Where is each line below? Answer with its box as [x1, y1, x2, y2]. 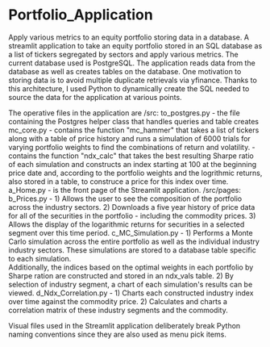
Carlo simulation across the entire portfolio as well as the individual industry [8, 236, 260, 246]
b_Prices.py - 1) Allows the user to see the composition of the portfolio [8, 194, 243, 203]
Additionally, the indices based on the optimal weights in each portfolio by [8, 262, 254, 272]
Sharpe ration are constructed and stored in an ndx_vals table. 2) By [8, 270, 234, 280]
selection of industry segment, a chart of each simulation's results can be [8, 279, 253, 289]
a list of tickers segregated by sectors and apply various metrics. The [8, 49, 239, 59]
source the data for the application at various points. [8, 92, 183, 102]
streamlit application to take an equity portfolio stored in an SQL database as [8, 40, 263, 50]
